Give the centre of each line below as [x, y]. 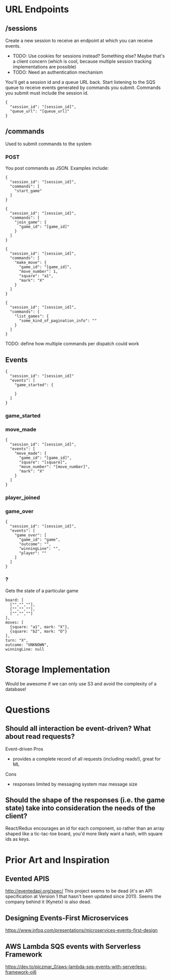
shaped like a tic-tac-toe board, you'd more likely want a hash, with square [84, 834]
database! [16, 689]
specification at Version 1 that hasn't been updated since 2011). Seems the [83, 897]
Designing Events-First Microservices [67, 918]
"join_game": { [31, 222]
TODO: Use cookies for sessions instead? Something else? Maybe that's [89, 56]
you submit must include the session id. [47, 93]
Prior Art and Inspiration [57, 860]
